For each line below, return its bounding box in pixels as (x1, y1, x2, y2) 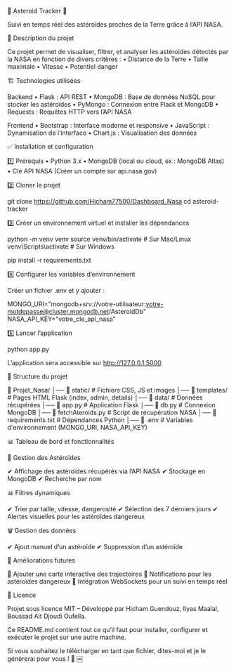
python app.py (7, 345, 50, 353)
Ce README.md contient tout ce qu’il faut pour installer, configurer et (7, 626, 209, 633)
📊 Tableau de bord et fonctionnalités (7, 438, 114, 445)
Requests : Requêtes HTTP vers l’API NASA (7, 107, 132, 116)
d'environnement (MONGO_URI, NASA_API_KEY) (7, 423, 147, 431)
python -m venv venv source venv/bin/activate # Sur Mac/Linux (7, 235, 192, 243)
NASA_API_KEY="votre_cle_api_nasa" (7, 315, 116, 323)
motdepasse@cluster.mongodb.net (7, 308, 110, 315)
